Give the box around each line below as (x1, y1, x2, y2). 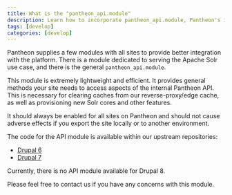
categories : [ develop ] (7, 29, 72, 37)
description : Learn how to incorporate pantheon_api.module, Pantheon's (7, 17, 221, 24)
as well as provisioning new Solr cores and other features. (7, 98, 173, 107)
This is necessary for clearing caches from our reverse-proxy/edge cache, (7, 91, 220, 100)
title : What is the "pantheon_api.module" (7, 10, 131, 17)
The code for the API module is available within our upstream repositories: (7, 133, 218, 141)
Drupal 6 (17, 146, 43, 154)
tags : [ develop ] (7, 23, 54, 30)
